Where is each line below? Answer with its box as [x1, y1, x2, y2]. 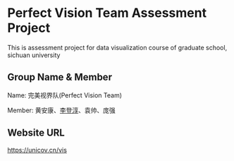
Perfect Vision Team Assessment [7, 5, 207, 21]
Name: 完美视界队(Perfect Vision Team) [7, 90, 122, 100]
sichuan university [7, 51, 61, 59]
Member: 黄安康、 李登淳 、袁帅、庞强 [7, 106, 116, 114]
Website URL [7, 127, 65, 139]
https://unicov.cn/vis [7, 145, 67, 154]
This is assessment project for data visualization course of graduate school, [7, 43, 228, 52]
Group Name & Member [7, 71, 113, 83]
